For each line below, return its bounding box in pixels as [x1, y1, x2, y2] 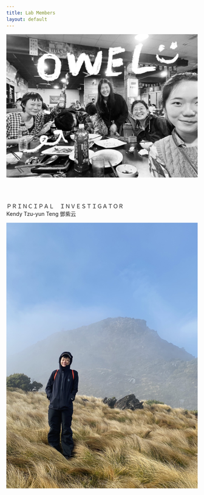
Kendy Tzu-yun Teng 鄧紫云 [6, 210, 76, 217]
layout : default [6, 16, 47, 22]
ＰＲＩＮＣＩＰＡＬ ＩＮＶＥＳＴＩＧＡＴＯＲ [6, 202, 124, 210]
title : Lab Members [6, 10, 56, 16]
